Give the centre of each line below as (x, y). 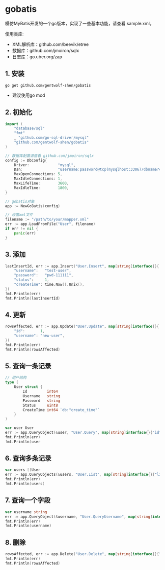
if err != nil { (22, 229)
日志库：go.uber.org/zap (37, 57)
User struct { (28, 387)
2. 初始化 (19, 112)
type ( (12, 382)
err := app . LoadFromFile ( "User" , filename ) (50, 224)
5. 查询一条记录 (28, 366)
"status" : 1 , (32, 280)
